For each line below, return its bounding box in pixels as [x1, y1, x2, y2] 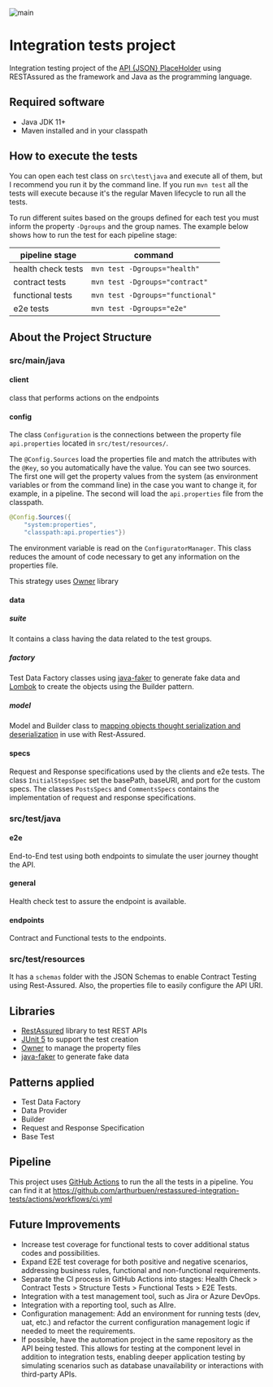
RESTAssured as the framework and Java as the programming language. [9, 72, 253, 81]
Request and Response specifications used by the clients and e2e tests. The [9, 766, 265, 776]
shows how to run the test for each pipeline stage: [9, 230, 177, 239]
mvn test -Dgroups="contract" [91, 277, 208, 287]
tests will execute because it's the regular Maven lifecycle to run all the [9, 188, 246, 198]
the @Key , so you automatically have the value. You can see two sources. [9, 463, 251, 472]
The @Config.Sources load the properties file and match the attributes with [9, 454, 257, 464]
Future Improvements [9, 1218, 121, 1231]
